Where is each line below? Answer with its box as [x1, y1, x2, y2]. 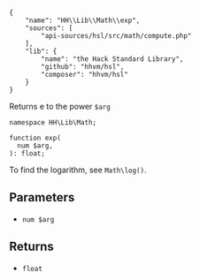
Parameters [9, 190, 75, 205]
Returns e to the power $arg [9, 102, 111, 111]
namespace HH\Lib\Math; [9, 118, 97, 127]
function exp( [9, 133, 62, 142]
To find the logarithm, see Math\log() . [9, 164, 148, 175]
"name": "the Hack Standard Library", [41, 55, 184, 64]
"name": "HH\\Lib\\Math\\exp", [25, 16, 141, 25]
